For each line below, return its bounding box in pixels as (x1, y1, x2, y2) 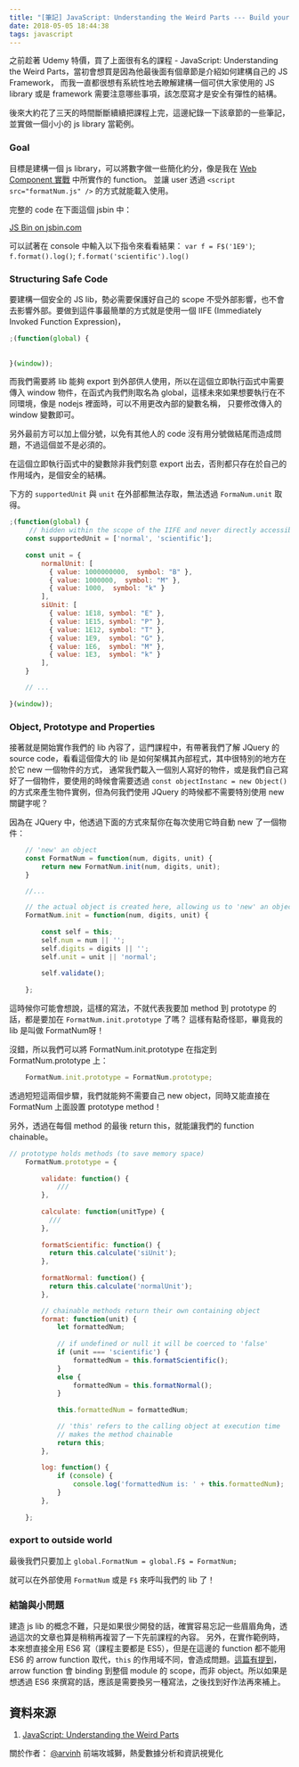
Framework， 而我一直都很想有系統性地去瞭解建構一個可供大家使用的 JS (9, 78, 275, 88)
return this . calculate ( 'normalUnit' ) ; (48, 1281, 193, 1291)
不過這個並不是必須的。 (24, 440, 111, 450)
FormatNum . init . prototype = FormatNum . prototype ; (25, 1073, 214, 1082)
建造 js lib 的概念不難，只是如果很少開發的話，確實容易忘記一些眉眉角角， (9, 1621, 280, 1631)
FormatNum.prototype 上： (9, 1056, 109, 1066)
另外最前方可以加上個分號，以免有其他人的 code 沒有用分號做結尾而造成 (9, 429, 274, 440)
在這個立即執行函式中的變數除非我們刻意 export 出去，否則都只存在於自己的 (9, 458, 287, 469)
